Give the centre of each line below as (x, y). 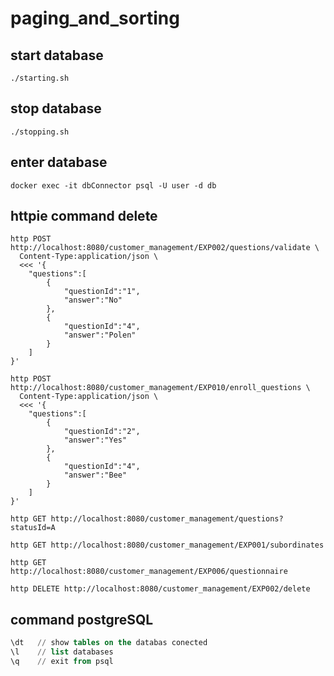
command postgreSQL (82, 619)
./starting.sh (40, 78)
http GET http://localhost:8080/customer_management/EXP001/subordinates (167, 545)
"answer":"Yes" (95, 440)
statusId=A (33, 528)
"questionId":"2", (102, 432)
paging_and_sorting (95, 18)
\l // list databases (62, 652)
